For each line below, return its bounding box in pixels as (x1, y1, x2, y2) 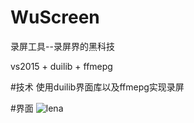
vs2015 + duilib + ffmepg (10, 60, 113, 72)
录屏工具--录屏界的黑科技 (10, 40, 115, 52)
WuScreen (10, 6, 100, 29)
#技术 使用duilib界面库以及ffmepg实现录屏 (10, 81, 185, 93)
